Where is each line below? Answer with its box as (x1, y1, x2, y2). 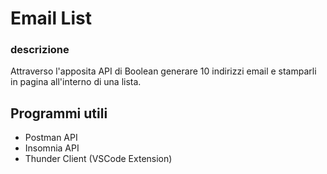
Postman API (24, 132, 78, 144)
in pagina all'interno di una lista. (10, 76, 142, 88)
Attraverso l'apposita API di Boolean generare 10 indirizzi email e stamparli (10, 65, 317, 77)
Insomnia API (24, 142, 80, 154)
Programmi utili (10, 105, 108, 122)
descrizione (10, 43, 70, 57)
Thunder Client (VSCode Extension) (24, 153, 173, 165)
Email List (10, 7, 92, 30)
